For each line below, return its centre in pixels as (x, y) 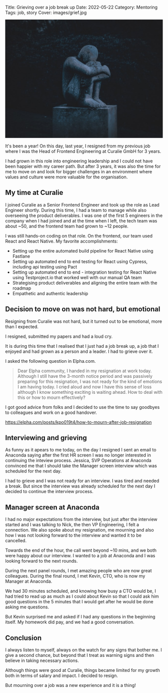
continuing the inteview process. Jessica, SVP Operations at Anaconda (78, 460)
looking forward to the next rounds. (41, 561)
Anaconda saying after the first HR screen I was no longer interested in (78, 455)
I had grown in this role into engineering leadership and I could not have (79, 161)
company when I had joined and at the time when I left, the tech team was (81, 220)
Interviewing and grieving (46, 438)
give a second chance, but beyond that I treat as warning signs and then (79, 655)
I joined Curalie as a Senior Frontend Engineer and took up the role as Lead (82, 204)
